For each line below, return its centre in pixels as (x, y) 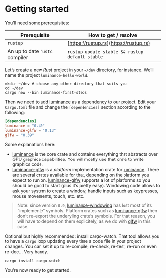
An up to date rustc (30, 51)
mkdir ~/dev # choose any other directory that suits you (66, 84)
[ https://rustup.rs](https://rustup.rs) (109, 43)
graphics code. (28, 164)
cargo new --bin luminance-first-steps (46, 92)
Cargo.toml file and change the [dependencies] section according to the (78, 107)
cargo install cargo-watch (33, 261)
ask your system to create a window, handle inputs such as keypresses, (85, 191)
